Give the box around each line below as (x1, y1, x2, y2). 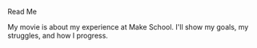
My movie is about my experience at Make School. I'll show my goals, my (7, 22, 249, 31)
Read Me (7, 7, 38, 16)
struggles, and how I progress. (7, 31, 109, 40)
